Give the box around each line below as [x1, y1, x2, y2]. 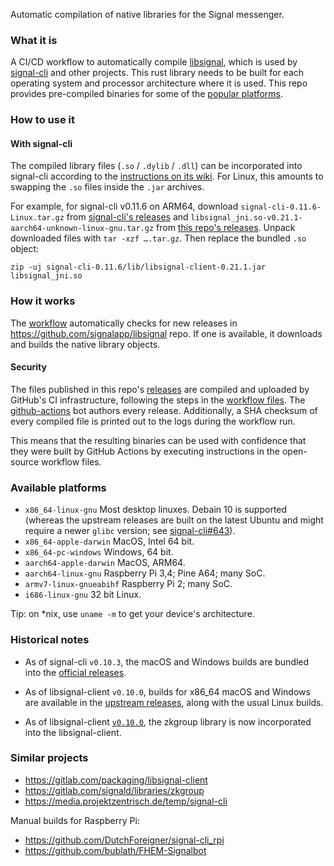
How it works [10, 294, 76, 308]
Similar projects [10, 751, 89, 765]
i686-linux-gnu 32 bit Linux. [24, 589, 142, 601]
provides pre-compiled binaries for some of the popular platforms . [10, 88, 284, 100]
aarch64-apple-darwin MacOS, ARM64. [24, 557, 186, 569]
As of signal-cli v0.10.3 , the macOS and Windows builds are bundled [24, 655, 310, 668]
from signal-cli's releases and [66, 211, 189, 223]
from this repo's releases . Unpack [156, 222, 296, 234]
